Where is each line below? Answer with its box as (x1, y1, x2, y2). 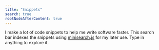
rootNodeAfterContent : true (5, 16, 62, 21)
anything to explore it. (5, 40, 49, 46)
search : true (5, 12, 32, 17)
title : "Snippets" (5, 7, 42, 12)
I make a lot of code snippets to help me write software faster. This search (5, 30, 155, 35)
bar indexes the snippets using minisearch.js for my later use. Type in (5, 34, 145, 40)
